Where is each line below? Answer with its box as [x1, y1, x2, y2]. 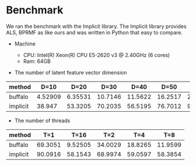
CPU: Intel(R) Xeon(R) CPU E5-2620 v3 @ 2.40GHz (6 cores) [23, 51, 170, 58]
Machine [14, 40, 36, 47]
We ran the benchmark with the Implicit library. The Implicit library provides [6, 23, 187, 30]
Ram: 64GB [23, 58, 51, 65]
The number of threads [14, 117, 71, 124]
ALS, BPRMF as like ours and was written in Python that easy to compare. [6, 29, 183, 36]
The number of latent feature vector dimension [14, 69, 127, 76]
